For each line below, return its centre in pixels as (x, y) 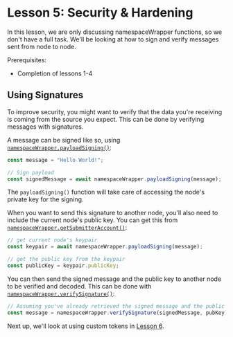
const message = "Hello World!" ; (55, 160)
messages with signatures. (45, 127)
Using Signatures (45, 95)
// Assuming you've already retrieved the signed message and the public (116, 306)
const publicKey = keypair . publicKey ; (63, 266)
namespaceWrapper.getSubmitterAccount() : (67, 228)
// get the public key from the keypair (67, 259)
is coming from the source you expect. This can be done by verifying (106, 119)
